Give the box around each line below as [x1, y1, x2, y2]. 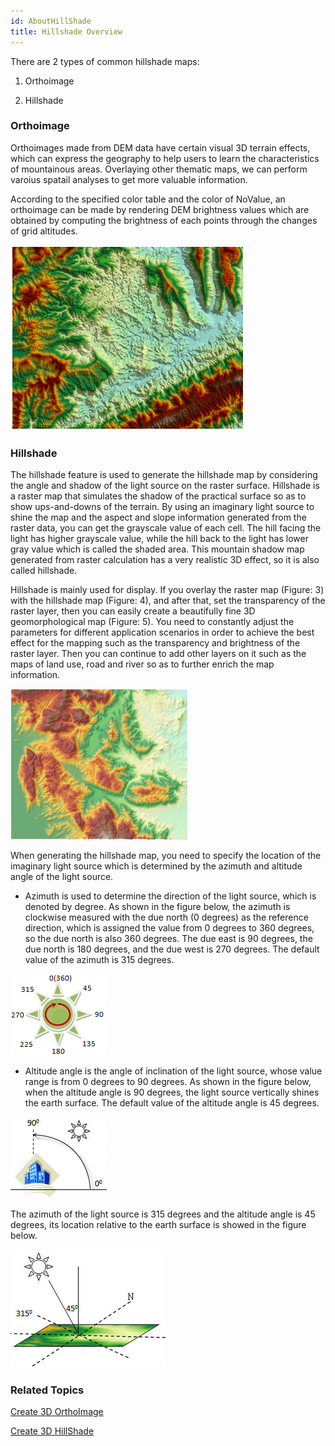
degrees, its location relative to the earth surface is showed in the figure [10, 1219, 307, 1231]
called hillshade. [10, 565, 78, 577]
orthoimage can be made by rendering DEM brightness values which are [10, 203, 310, 215]
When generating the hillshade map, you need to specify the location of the [10, 850, 322, 862]
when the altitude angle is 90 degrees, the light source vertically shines [24, 1086, 320, 1099]
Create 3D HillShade [10, 1425, 95, 1437]
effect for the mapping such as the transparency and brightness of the [10, 637, 301, 649]
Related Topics [10, 1383, 85, 1397]
